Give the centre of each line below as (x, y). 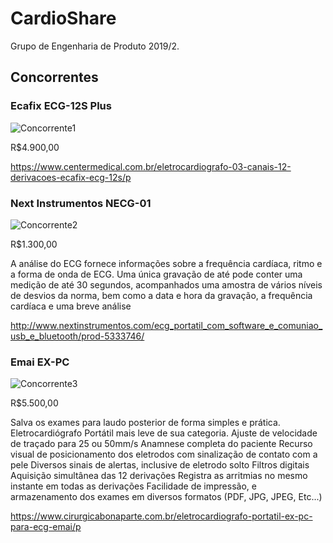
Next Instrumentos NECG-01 (81, 203)
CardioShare (63, 18)
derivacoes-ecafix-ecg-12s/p (71, 177)
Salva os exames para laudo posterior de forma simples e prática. (145, 423)
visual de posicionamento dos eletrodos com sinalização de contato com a (164, 454)
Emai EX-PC (40, 362)
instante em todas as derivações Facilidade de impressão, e (133, 486)
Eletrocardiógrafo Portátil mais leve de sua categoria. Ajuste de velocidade (164, 433)
